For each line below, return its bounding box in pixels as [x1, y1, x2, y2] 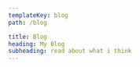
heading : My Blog [8, 40, 65, 48]
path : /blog [8, 19, 47, 26]
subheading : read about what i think [8, 48, 132, 55]
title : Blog [8, 33, 47, 41]
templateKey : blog [8, 11, 68, 19]
